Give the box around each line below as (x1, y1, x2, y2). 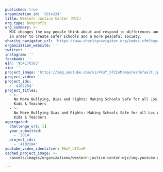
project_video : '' (5, 74, 42, 79)
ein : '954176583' (5, 61, 40, 66)
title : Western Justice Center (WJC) (5, 16, 81, 21)
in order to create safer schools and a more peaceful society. (9, 34, 142, 39)
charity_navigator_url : (5, 39, 53, 43)
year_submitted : (9, 129, 42, 133)
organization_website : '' (5, 43, 57, 48)
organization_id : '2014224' (5, 12, 62, 16)
